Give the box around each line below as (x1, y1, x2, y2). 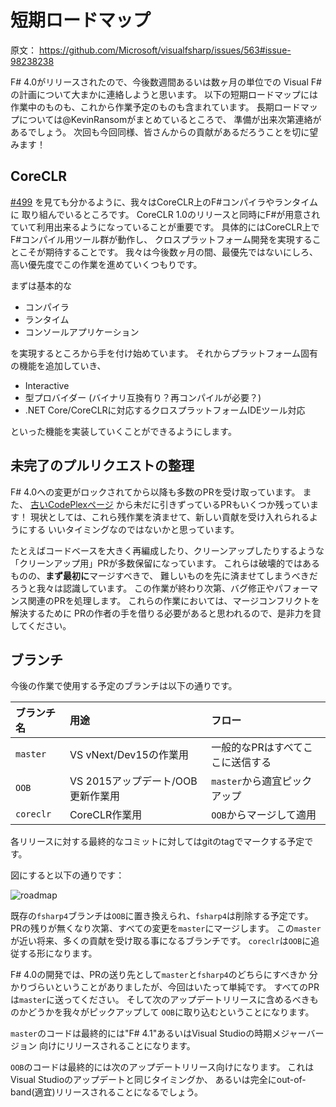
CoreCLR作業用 (69, 808, 143, 822)
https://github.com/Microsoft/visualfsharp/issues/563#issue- (38, 44, 292, 56)
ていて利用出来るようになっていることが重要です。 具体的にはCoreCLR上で (10, 221, 320, 233)
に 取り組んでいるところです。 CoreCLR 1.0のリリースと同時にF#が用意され (10, 208, 321, 220)
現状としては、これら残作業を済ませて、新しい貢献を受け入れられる (29, 511, 310, 523)
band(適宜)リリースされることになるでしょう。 (10, 1086, 204, 1098)
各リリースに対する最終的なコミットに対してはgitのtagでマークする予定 (10, 836, 305, 848)
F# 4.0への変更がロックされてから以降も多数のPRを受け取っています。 (10, 486, 301, 498)
